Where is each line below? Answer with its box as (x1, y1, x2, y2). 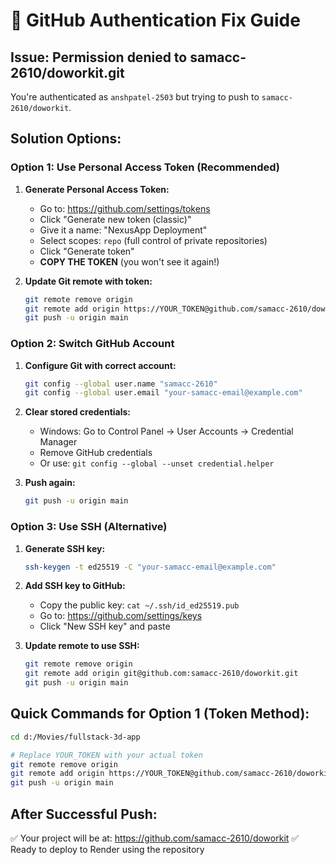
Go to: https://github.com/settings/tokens (39, 202, 211, 214)
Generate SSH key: (24, 542, 106, 554)
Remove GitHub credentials (39, 447, 153, 459)
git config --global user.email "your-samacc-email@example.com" (24, 388, 303, 398)
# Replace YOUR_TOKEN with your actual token (10, 750, 203, 760)
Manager (39, 436, 78, 448)
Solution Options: (10, 130, 122, 148)
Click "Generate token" (39, 245, 135, 257)
